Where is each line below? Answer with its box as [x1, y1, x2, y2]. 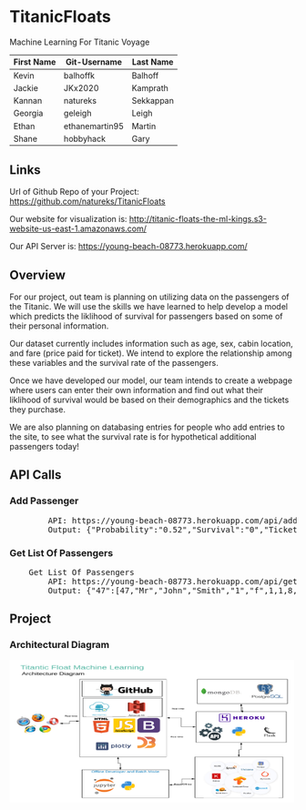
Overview [9, 267, 66, 283]
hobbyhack [63, 133, 107, 144]
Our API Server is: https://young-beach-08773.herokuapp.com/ [9, 241, 248, 252]
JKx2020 [63, 82, 99, 93]
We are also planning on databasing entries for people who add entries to [9, 421, 285, 433]
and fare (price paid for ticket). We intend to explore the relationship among [9, 348, 293, 359]
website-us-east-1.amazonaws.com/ [9, 223, 148, 234]
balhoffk [63, 70, 96, 81]
